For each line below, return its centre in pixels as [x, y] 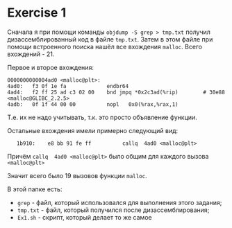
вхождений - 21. [31, 54]
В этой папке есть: [35, 189]
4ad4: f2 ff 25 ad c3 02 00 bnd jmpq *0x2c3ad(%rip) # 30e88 [116, 92]
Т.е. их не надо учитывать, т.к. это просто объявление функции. [102, 117]
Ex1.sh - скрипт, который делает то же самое [84, 217]
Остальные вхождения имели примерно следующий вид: [93, 130]
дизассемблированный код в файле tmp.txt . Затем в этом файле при [110, 39]
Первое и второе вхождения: [50, 67]
